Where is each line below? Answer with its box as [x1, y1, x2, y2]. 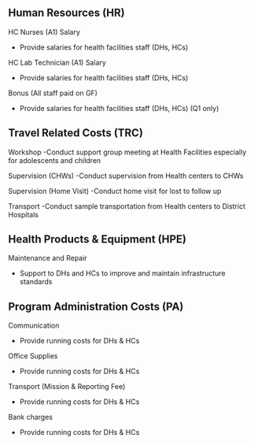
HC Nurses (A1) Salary [8, 27, 81, 36]
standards [19, 277, 53, 287]
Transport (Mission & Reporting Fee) [8, 382, 126, 391]
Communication [8, 321, 60, 330]
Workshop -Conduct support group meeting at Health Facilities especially [8, 147, 247, 157]
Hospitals [8, 210, 39, 219]
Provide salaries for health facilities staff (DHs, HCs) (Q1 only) [19, 103, 219, 113]
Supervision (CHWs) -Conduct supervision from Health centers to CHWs [8, 171, 244, 180]
